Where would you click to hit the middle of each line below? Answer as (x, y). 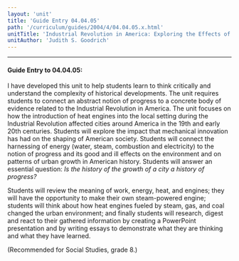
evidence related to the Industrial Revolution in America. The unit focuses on (119, 108)
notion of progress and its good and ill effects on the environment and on (115, 154)
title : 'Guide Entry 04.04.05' (54, 21)
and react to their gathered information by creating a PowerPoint (102, 221)
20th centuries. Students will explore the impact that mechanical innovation (118, 131)
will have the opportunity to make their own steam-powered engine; (107, 198)
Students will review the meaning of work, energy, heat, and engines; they (116, 190)
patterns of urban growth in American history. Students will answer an (110, 162)
